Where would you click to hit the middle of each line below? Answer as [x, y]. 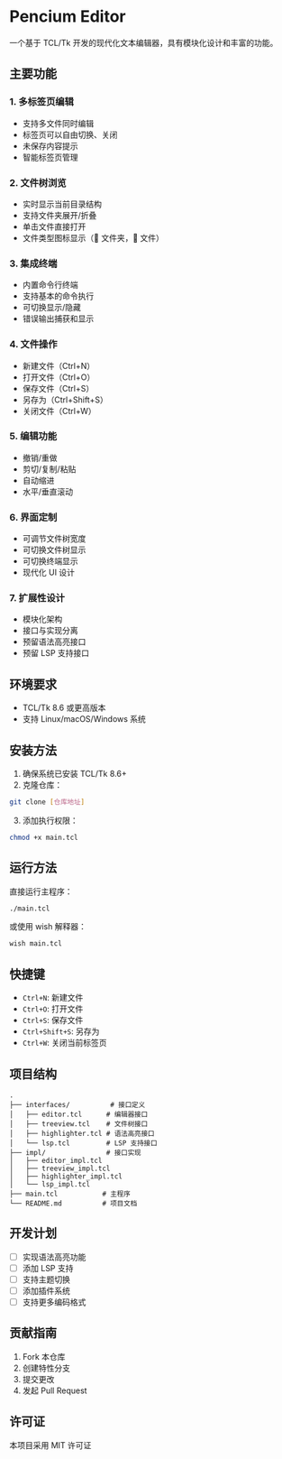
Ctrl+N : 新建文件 [53, 998]
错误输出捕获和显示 [58, 319]
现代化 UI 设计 [48, 573]
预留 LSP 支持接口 [56, 653]
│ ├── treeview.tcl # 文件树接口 [79, 1124]
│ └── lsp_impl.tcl [50, 1184]
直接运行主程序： [41, 891]
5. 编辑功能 [33, 437]
